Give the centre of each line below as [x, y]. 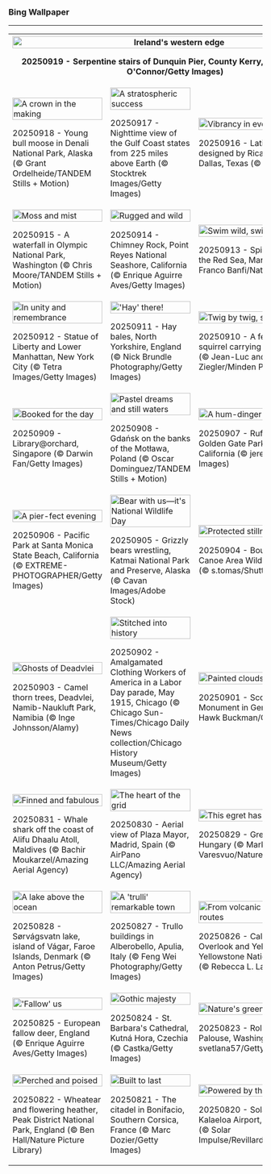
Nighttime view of [144, 133]
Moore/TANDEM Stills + [57, 275]
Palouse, [215, 1039]
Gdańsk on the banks [150, 439]
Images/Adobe [138, 591]
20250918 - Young [50, 133]
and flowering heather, [55, 1109]
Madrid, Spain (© [143, 845]
